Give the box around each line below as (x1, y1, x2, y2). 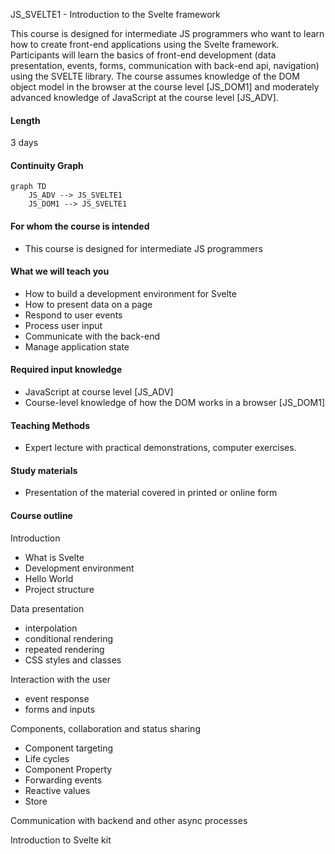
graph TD (10, 182, 47, 192)
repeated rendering (24, 643, 105, 655)
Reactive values (24, 784, 91, 796)
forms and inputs (24, 703, 96, 715)
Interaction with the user (10, 673, 112, 685)
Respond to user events (24, 309, 123, 321)
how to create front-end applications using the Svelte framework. (10, 39, 280, 50)
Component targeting (24, 742, 113, 754)
